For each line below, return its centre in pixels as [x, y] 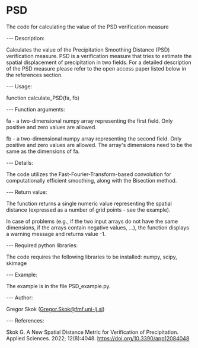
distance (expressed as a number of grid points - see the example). [88, 210]
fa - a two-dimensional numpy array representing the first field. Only [90, 121]
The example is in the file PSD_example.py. [58, 286]
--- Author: [20, 298]
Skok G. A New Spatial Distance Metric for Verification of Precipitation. [92, 332]
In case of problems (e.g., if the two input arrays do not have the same [92, 221]
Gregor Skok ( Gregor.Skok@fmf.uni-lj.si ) [55, 309]
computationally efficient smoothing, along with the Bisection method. [92, 180]
